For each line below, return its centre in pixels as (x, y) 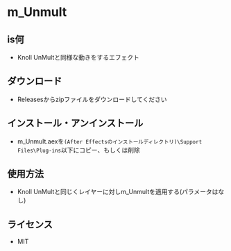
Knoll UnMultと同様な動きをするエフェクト (78, 57)
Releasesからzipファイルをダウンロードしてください (92, 99)
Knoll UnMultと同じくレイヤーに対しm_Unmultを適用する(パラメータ (115, 192)
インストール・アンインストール (75, 123)
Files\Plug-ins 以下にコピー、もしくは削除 (78, 150)
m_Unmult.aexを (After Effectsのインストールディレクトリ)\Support (110, 141)
